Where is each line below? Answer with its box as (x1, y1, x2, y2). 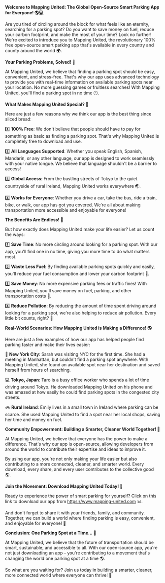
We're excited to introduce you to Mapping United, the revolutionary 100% (5, 37, 156, 42)
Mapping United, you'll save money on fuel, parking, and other (5, 288, 132, 293)
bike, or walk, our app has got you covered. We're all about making (5, 202, 141, 208)
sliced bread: (5, 116, 32, 122)
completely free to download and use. (5, 138, 82, 144)
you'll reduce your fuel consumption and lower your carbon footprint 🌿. (5, 271, 149, 276)
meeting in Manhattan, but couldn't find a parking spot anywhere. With (5, 356, 149, 362)
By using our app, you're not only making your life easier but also (5, 456, 137, 462)
